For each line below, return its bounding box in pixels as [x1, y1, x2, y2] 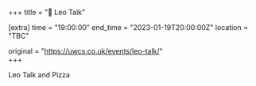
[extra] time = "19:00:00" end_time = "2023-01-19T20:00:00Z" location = [8, 23, 249, 32]
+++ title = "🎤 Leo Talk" [8, 8, 86, 17]
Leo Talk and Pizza [8, 70, 70, 79]
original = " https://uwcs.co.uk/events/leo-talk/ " [8, 47, 163, 55]
